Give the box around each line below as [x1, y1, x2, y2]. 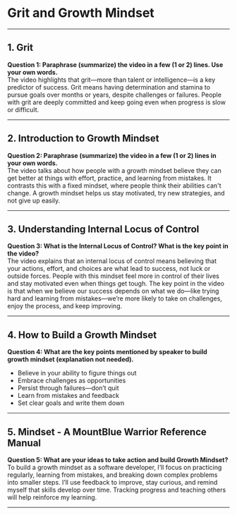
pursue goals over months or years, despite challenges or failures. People [7, 90, 222, 99]
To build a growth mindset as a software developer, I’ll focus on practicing [7, 464, 222, 471]
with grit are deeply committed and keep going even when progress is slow [7, 97, 226, 107]
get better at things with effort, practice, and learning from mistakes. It [7, 174, 212, 182]
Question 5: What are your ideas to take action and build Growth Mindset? [7, 456, 229, 464]
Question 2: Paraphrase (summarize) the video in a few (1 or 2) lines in [7, 151, 217, 159]
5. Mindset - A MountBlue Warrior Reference [7, 425, 207, 438]
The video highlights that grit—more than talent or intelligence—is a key [7, 75, 216, 84]
